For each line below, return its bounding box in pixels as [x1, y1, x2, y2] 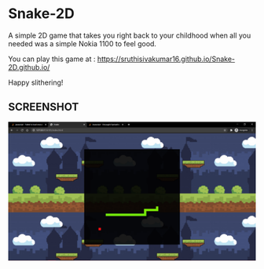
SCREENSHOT [8, 100, 79, 114]
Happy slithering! [8, 78, 64, 87]
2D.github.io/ [8, 62, 50, 71]
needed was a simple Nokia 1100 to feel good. [8, 38, 157, 48]
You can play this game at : [8, 54, 96, 64]
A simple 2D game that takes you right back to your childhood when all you [8, 31, 251, 40]
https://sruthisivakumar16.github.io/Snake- [97, 54, 236, 64]
